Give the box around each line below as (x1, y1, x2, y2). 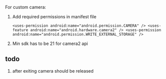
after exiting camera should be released (12, 68, 94, 74)
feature (12, 28, 28, 33)
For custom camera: (5, 4, 46, 10)
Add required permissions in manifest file (12, 14, 97, 19)
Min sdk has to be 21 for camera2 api (12, 40, 88, 46)
